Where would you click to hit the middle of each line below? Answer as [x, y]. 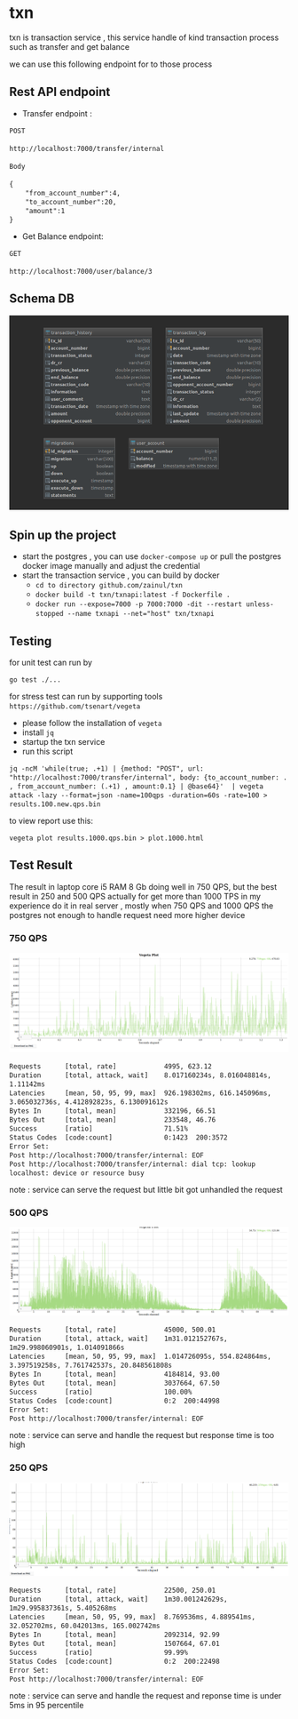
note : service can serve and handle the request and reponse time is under [145, 1695]
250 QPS [29, 1467]
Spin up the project [63, 535]
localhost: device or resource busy [77, 1173]
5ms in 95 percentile [47, 1705]
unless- [260, 604]
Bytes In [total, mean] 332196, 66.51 [113, 1111]
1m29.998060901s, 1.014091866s [67, 1347]
